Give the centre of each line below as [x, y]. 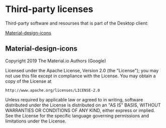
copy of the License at [28, 81]
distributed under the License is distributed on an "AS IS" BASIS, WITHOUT [83, 105]
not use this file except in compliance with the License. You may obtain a [80, 76]
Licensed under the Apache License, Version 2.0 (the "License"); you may [82, 70]
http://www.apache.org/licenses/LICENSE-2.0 [53, 90]
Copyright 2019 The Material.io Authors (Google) [56, 61]
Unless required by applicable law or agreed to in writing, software [74, 99]
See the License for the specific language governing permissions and [77, 115]
